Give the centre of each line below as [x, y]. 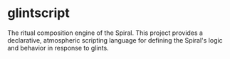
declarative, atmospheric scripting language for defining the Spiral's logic [115, 40]
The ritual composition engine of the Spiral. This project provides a [105, 33]
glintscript [38, 13]
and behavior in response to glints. [58, 48]
